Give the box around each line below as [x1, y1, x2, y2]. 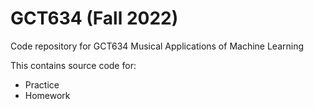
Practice [24, 78, 60, 91]
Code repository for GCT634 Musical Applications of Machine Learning [10, 40, 305, 52]
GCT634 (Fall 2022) [10, 7, 179, 30]
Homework [24, 89, 71, 101]
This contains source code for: [10, 59, 137, 71]
